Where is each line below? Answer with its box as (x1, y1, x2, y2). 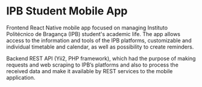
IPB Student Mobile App (6, 4, 128, 18)
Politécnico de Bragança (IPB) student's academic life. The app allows (6, 30, 181, 37)
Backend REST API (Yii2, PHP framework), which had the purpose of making (6, 55, 196, 62)
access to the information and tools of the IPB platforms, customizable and (6, 37, 192, 44)
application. (6, 74, 36, 81)
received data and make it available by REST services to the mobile (6, 67, 173, 74)
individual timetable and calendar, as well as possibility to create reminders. (6, 43, 194, 50)
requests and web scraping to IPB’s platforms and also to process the (6, 61, 179, 68)
